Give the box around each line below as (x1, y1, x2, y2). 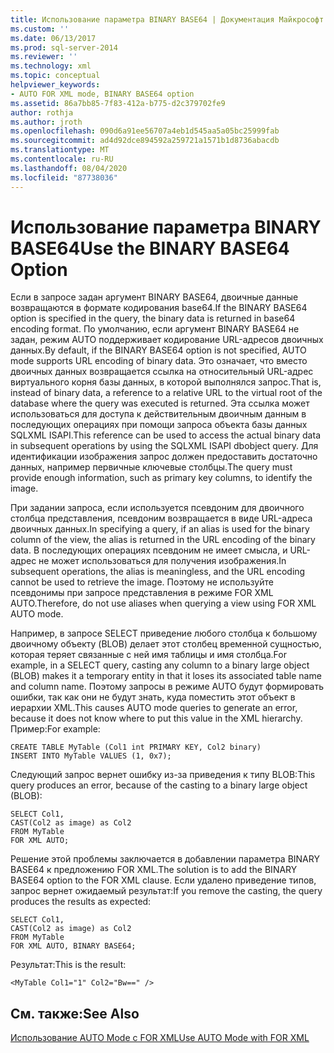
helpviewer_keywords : (10, 80, 101, 90)
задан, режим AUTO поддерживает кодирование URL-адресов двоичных (10, 334, 324, 346)
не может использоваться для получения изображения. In (38, 555, 287, 567)
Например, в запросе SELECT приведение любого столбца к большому (10, 627, 318, 640)
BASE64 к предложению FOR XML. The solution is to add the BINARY (10, 864, 298, 876)
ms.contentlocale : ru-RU (10, 154, 114, 164)
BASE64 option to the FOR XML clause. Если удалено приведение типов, (10, 874, 317, 886)
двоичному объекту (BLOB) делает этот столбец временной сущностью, (10, 638, 322, 650)
